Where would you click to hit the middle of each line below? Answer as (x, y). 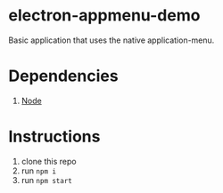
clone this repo (49, 161)
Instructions (54, 137)
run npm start (46, 180)
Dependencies (63, 76)
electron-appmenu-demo (104, 16)
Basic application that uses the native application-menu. (111, 40)
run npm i (39, 171)
